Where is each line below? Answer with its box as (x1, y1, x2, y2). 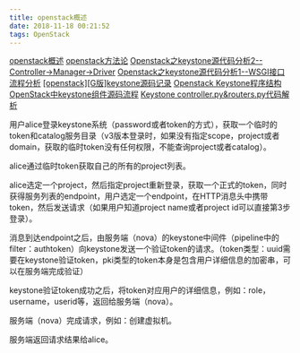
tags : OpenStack (9, 30, 70, 39)
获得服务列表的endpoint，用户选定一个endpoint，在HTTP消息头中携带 (9, 191, 269, 202)
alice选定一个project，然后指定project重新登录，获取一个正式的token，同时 (9, 180, 287, 191)
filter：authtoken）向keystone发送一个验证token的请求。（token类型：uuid (9, 244, 284, 254)
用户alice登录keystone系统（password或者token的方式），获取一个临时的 (9, 119, 278, 130)
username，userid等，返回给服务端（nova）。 (9, 297, 178, 307)
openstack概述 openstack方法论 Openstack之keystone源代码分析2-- (9, 56, 263, 66)
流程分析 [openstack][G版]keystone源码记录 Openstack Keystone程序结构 (9, 78, 282, 89)
